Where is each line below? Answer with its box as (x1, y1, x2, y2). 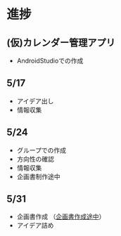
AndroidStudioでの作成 (16, 57, 84, 65)
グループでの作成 (16, 145, 66, 155)
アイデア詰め (16, 221, 54, 230)
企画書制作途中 (16, 172, 60, 181)
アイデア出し (16, 96, 54, 105)
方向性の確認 (16, 155, 54, 163)
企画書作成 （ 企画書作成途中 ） (16, 212, 106, 221)
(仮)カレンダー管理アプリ (6, 37, 115, 48)
